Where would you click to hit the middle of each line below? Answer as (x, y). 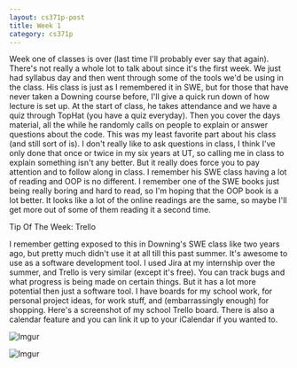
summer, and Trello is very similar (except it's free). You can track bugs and (147, 272)
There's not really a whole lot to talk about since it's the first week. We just (145, 68)
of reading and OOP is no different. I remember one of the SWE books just (145, 182)
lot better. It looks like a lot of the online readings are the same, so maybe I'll (148, 200)
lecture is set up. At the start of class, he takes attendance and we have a (143, 106)
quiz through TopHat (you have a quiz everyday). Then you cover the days (145, 115)
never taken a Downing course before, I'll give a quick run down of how (140, 97)
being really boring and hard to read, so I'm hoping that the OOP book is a (144, 191)
